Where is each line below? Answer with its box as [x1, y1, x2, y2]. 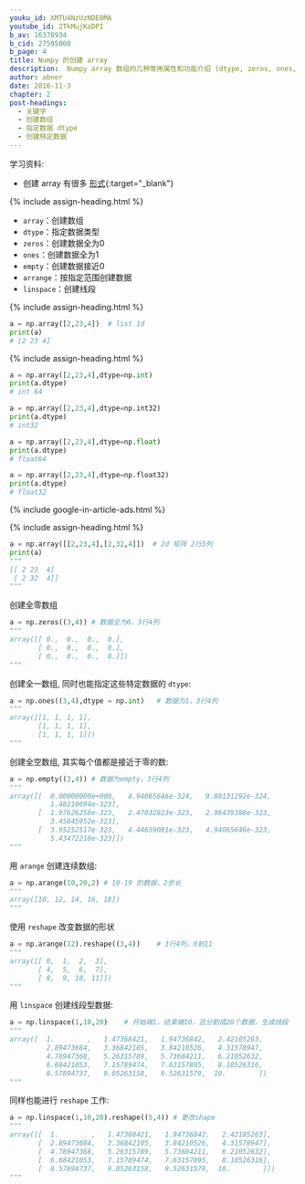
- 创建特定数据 [17, 132, 68, 141]
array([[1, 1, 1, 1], [9, 713, 92, 722]
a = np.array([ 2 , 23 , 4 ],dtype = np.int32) [9, 403, 162, 414]
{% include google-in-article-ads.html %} [9, 504, 166, 515]
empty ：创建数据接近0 [22, 260, 105, 271]
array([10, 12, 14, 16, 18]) [9, 896, 121, 905]
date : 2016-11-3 [9, 81, 71, 90]
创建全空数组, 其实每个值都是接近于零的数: [9, 756, 169, 767]
